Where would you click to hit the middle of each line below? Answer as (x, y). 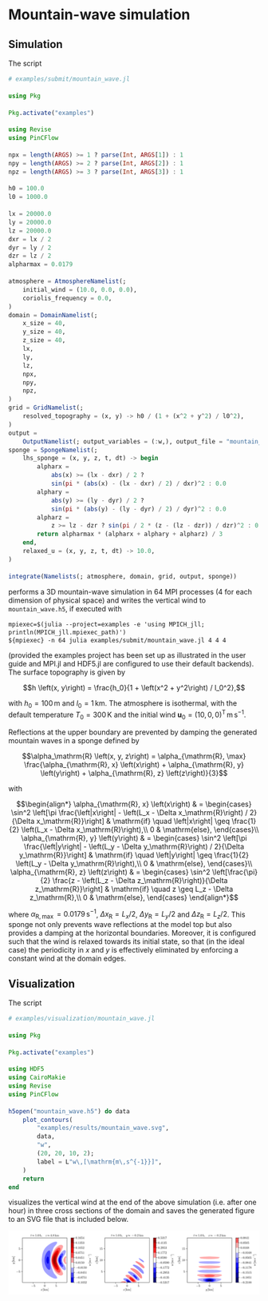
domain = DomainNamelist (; (53, 315)
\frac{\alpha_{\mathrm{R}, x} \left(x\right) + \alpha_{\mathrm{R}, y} (134, 764)
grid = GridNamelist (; (46, 408)
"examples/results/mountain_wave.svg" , (103, 1128)
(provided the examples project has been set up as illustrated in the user (127, 655)
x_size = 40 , (44, 324)
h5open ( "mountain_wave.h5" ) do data (69, 1111)
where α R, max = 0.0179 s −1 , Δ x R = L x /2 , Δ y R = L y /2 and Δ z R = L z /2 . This (127, 914)
